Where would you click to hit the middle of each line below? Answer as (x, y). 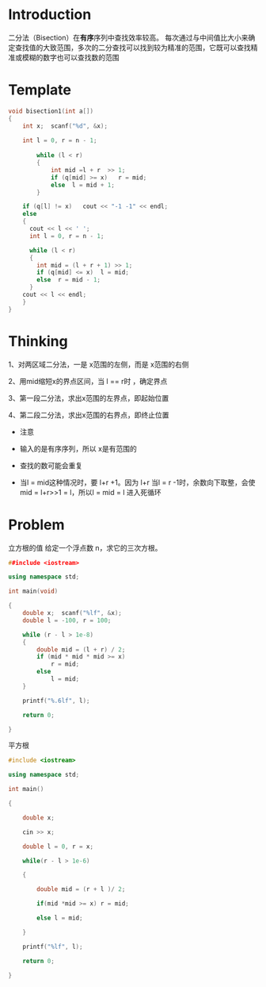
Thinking (38, 341)
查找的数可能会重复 (51, 465)
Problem (36, 524)
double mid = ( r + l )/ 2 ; (81, 889)
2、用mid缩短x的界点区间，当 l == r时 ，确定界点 (88, 381)
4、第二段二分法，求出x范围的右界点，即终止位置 (89, 415)
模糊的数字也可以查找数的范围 (70, 57)
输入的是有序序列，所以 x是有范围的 (78, 448)
